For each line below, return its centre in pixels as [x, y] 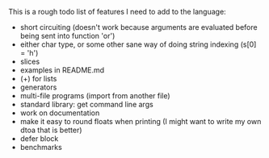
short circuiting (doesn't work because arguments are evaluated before [139, 27]
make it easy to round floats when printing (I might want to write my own [141, 121]
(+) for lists [38, 79]
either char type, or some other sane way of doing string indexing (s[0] [138, 44]
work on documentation [60, 113]
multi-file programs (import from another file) [95, 96]
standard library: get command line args [86, 104]
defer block [39, 139]
